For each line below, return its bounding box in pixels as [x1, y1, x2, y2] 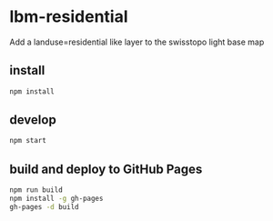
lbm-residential [9, 6, 129, 27]
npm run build [9, 186, 64, 195]
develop [9, 112, 56, 128]
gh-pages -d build [9, 202, 79, 211]
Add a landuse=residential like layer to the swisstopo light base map [9, 36, 265, 47]
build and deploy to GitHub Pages [9, 161, 203, 176]
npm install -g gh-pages [9, 194, 104, 203]
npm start [9, 136, 47, 146]
